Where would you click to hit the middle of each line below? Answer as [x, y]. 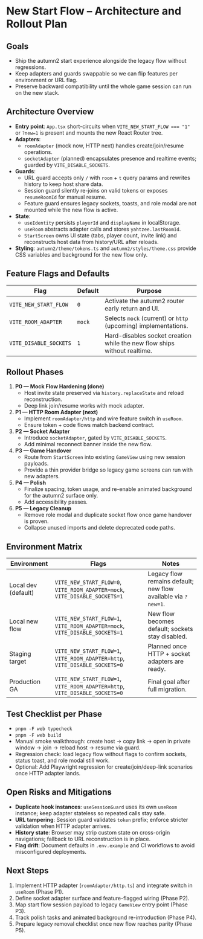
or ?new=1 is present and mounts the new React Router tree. [89, 133]
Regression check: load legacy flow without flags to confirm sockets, [101, 754]
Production [25, 682]
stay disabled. [167, 636]
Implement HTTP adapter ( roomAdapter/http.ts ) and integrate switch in [104, 885]
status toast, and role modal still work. [62, 761]
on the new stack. [37, 93]
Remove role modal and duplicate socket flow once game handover [108, 515]
